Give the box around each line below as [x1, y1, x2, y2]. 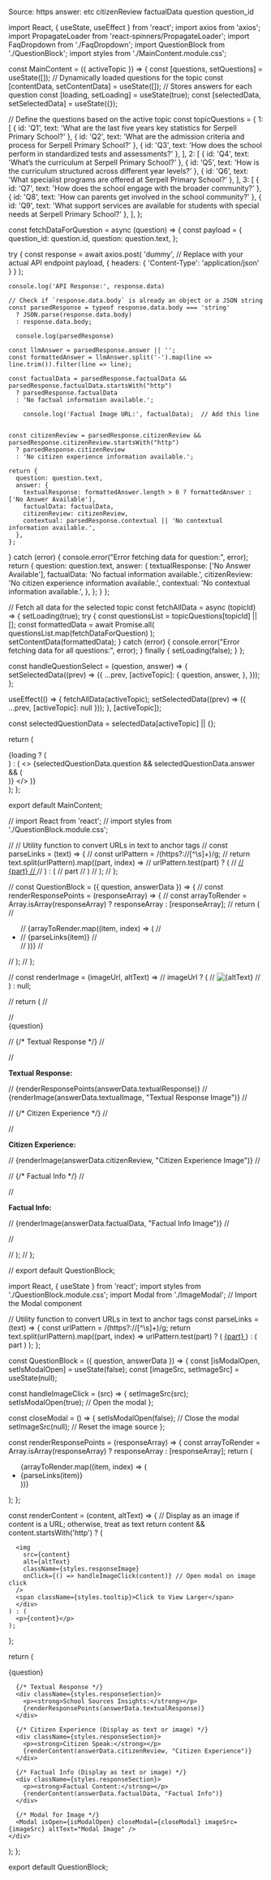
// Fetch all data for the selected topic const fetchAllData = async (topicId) [8, 602, 256, 612]
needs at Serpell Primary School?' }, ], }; [8, 209, 144, 218]
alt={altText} [23, 1558, 71, 1566]
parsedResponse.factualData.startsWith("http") [8, 382, 173, 390]
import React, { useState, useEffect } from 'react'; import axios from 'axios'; [8, 23, 261, 32]
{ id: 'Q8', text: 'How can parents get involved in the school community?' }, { [8, 192, 262, 201]
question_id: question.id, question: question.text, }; [8, 234, 179, 243]
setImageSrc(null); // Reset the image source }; [8, 1422, 166, 1431]
